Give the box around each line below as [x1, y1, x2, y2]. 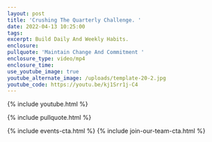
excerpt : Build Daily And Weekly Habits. [7, 36, 129, 43]
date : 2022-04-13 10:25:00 [7, 23, 85, 30]
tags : [7, 29, 23, 37]
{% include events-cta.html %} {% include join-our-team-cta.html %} [7, 127, 206, 135]
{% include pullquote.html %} [7, 114, 92, 122]
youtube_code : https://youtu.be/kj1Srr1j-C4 [7, 81, 138, 88]
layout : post [7, 10, 45, 17]
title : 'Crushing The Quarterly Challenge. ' [7, 17, 141, 24]
